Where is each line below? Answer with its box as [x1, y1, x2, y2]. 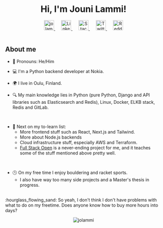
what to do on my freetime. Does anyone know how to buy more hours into [5, 202, 159, 208]
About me [5, 45, 36, 54]
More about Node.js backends [19, 134, 82, 140]
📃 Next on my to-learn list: [12, 123, 66, 130]
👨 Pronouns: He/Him [12, 58, 55, 64]
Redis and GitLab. [12, 104, 49, 110]
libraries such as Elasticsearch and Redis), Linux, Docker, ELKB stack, [12, 99, 155, 105]
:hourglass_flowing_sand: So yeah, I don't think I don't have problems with [5, 197, 157, 203]
